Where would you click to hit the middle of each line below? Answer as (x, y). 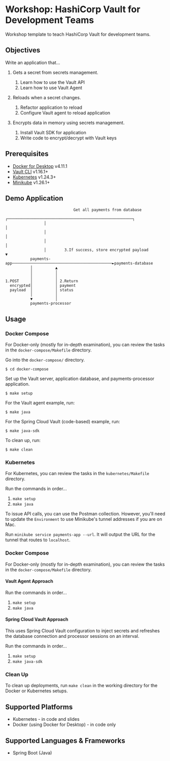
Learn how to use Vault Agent (51, 87)
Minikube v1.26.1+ (31, 182)
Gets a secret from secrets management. (55, 72)
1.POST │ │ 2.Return (42, 281)
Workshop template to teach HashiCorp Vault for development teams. (78, 34)
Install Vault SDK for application (53, 132)
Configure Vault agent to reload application (65, 112)
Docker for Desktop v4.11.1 (40, 166)
